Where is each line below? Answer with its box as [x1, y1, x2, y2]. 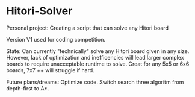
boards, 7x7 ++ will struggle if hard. [6, 66, 94, 74]
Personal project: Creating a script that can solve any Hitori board [6, 24, 169, 31]
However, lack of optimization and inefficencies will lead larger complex [6, 54, 184, 61]
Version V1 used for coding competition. [6, 36, 105, 43]
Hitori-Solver [6, 4, 73, 18]
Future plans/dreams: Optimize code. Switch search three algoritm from [6, 78, 184, 86]
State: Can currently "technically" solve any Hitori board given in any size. [6, 47, 190, 55]
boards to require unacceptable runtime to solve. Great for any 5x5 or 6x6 [6, 60, 190, 67]
